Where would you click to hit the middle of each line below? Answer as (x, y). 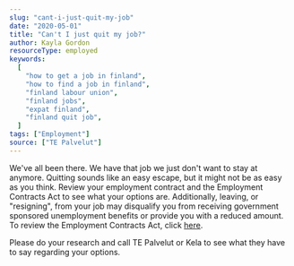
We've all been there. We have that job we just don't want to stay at (134, 167)
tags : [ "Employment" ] (50, 134)
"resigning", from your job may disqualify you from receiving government (144, 206)
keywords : (28, 59)
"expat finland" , (58, 109)
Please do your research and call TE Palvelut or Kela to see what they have (147, 242)
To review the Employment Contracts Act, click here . (106, 225)
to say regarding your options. (65, 252)
